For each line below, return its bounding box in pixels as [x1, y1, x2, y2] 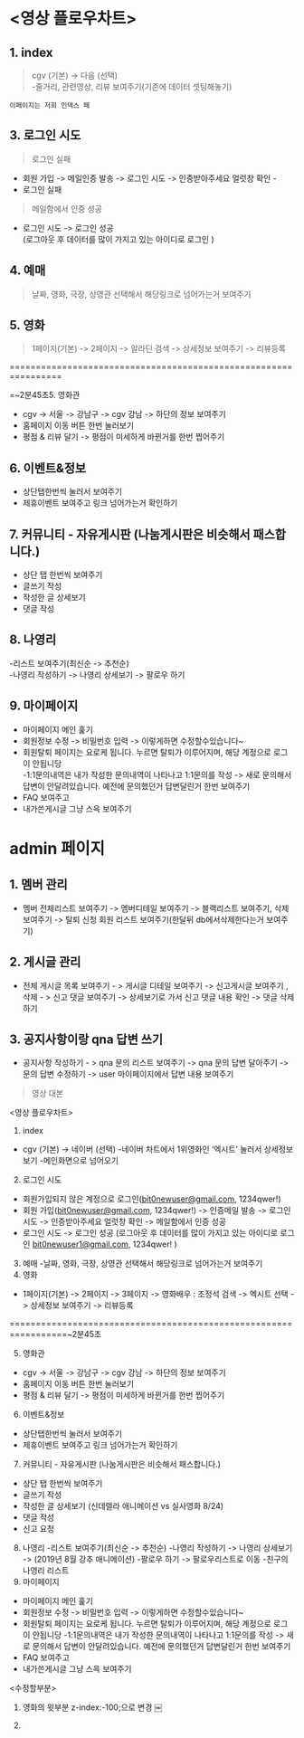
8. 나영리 [9, 632, 57, 648]
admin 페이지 [9, 838, 106, 859]
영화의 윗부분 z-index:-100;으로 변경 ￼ [22, 1702, 163, 1713]
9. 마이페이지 [9, 698, 79, 714]
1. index [9, 44, 53, 60]
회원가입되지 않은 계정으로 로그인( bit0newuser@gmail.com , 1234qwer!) [22, 1193, 281, 1204]
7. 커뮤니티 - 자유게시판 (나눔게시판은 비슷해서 [9, 527, 251, 542]
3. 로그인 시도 [9, 128, 81, 143]
